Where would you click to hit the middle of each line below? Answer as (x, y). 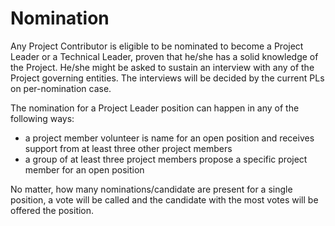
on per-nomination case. (61, 88)
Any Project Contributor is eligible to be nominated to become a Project (157, 46)
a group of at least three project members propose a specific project (166, 159)
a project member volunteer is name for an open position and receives (169, 138)
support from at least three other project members (128, 148)
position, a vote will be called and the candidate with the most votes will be (164, 199)
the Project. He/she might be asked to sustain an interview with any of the (162, 67)
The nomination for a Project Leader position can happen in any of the (155, 108)
